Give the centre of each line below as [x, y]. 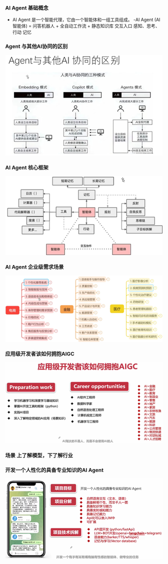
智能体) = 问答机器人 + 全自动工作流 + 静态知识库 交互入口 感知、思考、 [86, 26]
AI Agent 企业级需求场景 [34, 267]
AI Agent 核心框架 [27, 167]
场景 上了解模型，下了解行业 [39, 455]
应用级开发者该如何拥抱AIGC [40, 354]
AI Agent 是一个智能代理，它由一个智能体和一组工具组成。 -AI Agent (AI [86, 20]
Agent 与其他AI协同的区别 [36, 46]
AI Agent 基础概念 [27, 7]
